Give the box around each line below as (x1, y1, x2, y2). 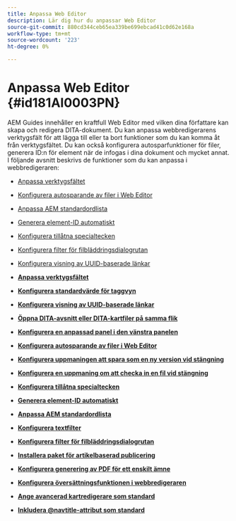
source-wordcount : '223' (7, 37, 81, 44)
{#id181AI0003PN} (7, 95, 120, 111)
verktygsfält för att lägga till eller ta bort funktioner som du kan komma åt (7, 133, 220, 141)
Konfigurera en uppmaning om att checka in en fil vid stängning (17, 368, 208, 377)
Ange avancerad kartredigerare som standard (17, 492, 155, 500)
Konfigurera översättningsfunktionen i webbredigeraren (17, 478, 187, 486)
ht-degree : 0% (7, 43, 49, 50)
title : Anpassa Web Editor (7, 10, 87, 18)
